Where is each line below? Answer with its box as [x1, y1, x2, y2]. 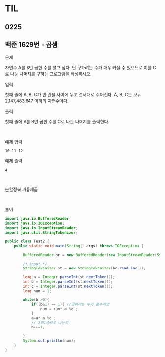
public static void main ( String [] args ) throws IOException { [14, 243, 144, 248]
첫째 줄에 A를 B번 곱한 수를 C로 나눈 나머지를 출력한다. [5, 119, 110, 125]
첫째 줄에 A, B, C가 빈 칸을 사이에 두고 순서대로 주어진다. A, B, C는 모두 [5, 92, 141, 98]
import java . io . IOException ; [5, 221, 65, 226]
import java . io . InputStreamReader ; [5, 226, 78, 231]
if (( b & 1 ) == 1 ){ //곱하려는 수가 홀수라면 [31, 302, 110, 307]
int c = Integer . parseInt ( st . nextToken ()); [23, 284, 113, 289]
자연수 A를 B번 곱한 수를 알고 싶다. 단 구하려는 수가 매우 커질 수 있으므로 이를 [5, 65, 152, 71]
